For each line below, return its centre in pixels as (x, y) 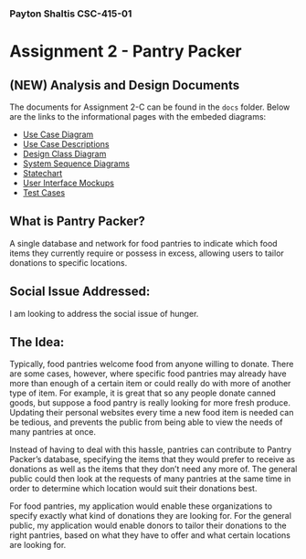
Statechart (42, 173)
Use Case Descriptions (66, 143)
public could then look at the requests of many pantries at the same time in (150, 479)
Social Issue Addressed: (80, 292)
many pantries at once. (53, 432)
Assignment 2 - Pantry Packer (126, 52)
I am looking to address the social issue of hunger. (104, 313)
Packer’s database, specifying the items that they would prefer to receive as (153, 459)
